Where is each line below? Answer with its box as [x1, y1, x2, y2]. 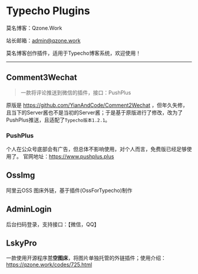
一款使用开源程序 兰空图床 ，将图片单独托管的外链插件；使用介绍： [6, 255, 166, 262]
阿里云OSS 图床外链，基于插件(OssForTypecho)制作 [6, 187, 133, 194]
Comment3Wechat [6, 73, 78, 83]
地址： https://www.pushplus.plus [33, 153, 114, 160]
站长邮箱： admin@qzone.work [6, 37, 81, 44]
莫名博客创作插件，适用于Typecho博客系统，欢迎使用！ [6, 49, 141, 57]
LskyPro [6, 238, 37, 249]
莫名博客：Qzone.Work [6, 24, 62, 31]
